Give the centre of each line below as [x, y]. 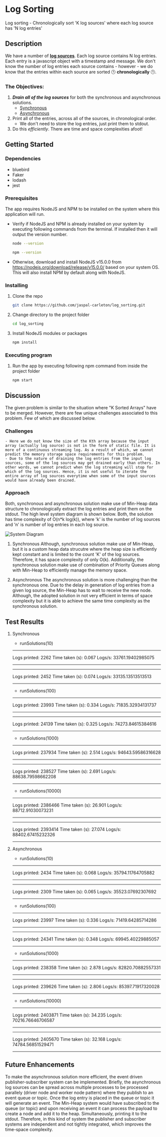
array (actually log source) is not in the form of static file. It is [80, 445]
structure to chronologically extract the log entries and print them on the [79, 509]
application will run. [25, 214]
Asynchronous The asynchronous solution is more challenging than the [85, 580]
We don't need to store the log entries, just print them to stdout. [84, 124]
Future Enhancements [40, 1065]
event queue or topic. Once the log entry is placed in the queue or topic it [80, 1098]
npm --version [27, 252]
